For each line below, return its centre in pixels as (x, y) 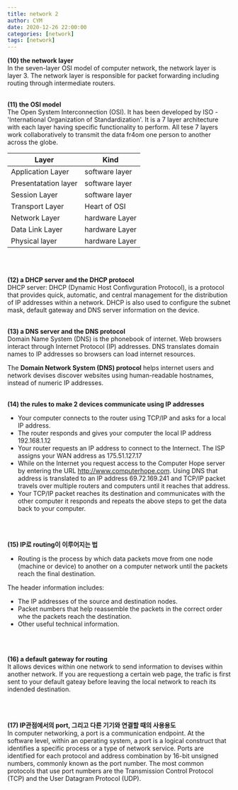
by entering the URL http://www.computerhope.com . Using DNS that (118, 471)
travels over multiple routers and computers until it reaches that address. (124, 486)
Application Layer (40, 172)
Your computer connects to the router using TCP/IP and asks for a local (122, 418)
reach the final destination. (57, 574)
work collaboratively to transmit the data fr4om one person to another (109, 135)
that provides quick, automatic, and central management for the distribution (118, 295)
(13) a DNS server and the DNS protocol (66, 332)
